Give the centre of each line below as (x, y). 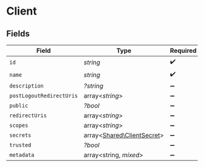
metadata (22, 155)
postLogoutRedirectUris (44, 96)
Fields (18, 34)
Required (183, 51)
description (27, 86)
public (19, 105)
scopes (19, 125)
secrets (20, 135)
